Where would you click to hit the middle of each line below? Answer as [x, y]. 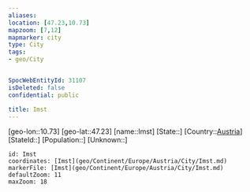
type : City [26, 45]
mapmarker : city [35, 37]
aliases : [22, 15]
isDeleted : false [37, 87]
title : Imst [28, 109]
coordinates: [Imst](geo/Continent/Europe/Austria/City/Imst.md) [118, 161]
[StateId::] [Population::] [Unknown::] [68, 140]
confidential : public [44, 95]
